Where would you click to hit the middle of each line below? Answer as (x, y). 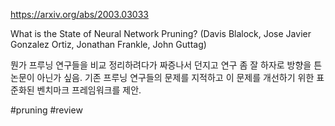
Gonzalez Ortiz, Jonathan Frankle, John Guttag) (108, 44)
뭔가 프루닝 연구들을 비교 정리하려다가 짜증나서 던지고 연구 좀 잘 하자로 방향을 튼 (166, 65)
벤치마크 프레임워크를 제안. (89, 90)
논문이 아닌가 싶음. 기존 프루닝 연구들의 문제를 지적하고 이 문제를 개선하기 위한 (162, 77)
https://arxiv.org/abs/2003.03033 (79, 14)
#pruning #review (46, 110)
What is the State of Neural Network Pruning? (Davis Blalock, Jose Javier (161, 33)
